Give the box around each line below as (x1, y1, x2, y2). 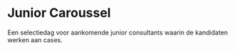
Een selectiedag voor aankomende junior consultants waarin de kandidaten (7, 28, 229, 37)
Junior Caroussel (7, 5, 111, 21)
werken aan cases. (7, 35, 63, 44)
